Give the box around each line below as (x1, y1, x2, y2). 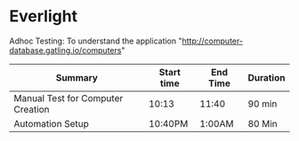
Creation (13, 103, 51, 115)
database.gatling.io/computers (9, 44, 122, 55)
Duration (247, 71, 286, 83)
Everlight (9, 6, 78, 27)
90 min (247, 98, 278, 110)
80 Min (247, 117, 278, 129)
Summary (55, 71, 98, 83)
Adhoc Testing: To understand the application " (9, 35, 182, 46)
